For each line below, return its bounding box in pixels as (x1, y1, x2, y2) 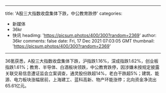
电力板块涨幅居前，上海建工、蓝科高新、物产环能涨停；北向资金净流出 (13, 77, 157, 82)
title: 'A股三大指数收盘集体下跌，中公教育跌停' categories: (5, 10, 123, 16)
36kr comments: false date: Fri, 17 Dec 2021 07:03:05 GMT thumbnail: (12, 38, 155, 44)
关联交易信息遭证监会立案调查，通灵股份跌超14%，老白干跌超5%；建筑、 (5, 70, 155, 76)
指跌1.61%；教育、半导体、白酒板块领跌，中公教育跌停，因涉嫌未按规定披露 (5, 64, 160, 70)
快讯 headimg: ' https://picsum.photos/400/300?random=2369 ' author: (12, 33, 157, 38)
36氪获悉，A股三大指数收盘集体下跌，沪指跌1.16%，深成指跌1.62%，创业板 (5, 58, 159, 64)
